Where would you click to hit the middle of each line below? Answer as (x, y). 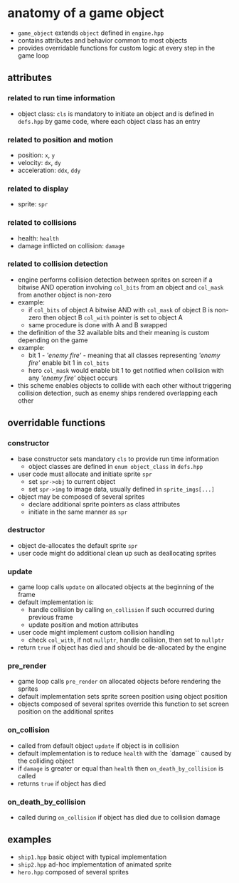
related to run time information (61, 98)
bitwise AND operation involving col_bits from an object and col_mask (121, 287)
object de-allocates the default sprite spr (78, 545)
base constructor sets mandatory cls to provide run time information (118, 459)
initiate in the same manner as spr (78, 512)
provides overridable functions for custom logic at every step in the (116, 48)
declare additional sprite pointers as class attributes (104, 504)
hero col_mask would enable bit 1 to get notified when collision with (126, 370)
